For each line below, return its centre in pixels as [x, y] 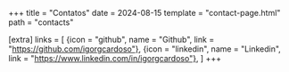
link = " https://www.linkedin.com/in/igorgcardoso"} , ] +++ [115, 58]
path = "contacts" [41, 22]
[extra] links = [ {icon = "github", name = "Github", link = [111, 40]
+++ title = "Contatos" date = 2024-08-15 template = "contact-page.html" [144, 13]
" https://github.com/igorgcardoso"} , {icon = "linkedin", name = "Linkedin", [145, 49]
